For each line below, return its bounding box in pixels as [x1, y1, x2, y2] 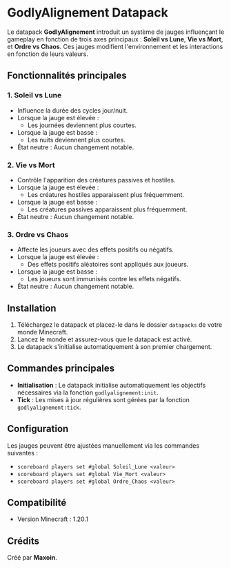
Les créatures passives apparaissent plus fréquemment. [27, 205, 188, 214]
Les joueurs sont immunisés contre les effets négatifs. [27, 275, 181, 283]
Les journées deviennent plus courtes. [27, 121, 137, 129]
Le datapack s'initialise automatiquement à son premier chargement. [17, 343, 212, 351]
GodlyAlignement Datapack [7, 5, 169, 21]
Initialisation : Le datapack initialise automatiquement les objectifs [17, 381, 206, 389]
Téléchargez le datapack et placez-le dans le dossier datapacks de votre [17, 321, 223, 329]
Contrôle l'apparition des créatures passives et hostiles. [17, 176, 176, 184]
